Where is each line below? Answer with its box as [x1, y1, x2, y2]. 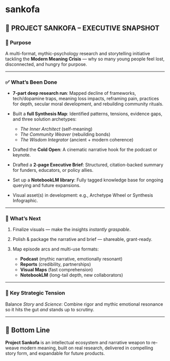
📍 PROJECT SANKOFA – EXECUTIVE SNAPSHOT [5, 24, 160, 32]
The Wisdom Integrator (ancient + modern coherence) [20, 137, 134, 143]
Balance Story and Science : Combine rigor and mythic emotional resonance [5, 301, 163, 307]
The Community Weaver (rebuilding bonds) [20, 131, 111, 137]
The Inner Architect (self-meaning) [20, 126, 93, 132]
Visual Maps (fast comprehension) [20, 267, 93, 273]
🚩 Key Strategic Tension [5, 290, 65, 297]
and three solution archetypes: [12, 116, 77, 122]
